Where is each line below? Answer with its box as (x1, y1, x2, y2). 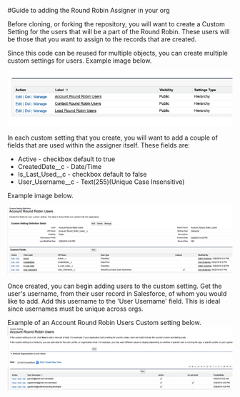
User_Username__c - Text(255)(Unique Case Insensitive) (17, 177, 185, 186)
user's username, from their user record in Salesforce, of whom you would (7, 289, 227, 298)
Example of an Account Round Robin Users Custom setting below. (7, 319, 201, 327)
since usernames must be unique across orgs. (7, 304, 144, 313)
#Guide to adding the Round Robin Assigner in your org (7, 6, 170, 14)
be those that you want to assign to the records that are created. (7, 35, 197, 43)
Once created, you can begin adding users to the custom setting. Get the (7, 282, 222, 291)
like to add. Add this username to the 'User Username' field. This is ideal (7, 297, 221, 306)
